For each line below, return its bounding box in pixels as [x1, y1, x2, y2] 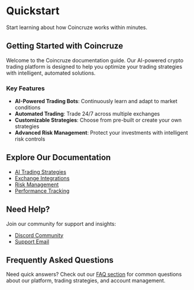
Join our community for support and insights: [6, 220, 117, 227]
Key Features [6, 84, 46, 93]
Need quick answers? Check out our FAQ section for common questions [6, 271, 182, 278]
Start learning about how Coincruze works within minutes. [6, 24, 148, 31]
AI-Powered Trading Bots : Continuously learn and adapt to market [14, 98, 177, 105]
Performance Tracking [14, 187, 70, 194]
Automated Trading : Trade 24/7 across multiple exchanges [14, 110, 160, 117]
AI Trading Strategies [14, 168, 67, 176]
